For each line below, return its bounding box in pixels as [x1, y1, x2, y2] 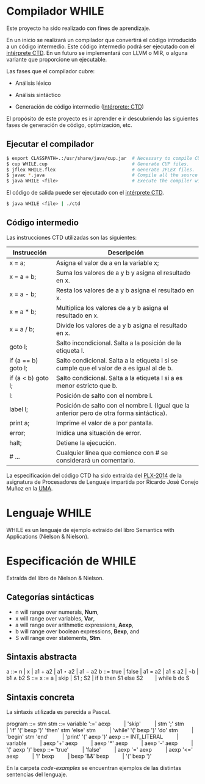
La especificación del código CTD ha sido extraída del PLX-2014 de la [6, 472, 182, 479]
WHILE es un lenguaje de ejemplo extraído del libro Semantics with [6, 526, 175, 533]
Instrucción [12, 248, 47, 257]
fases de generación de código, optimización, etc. [6, 121, 132, 129]
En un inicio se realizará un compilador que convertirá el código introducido [6, 36, 196, 43]
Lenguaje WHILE [6, 506, 92, 520]
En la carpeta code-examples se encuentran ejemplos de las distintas [6, 764, 182, 772]
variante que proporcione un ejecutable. [6, 56, 107, 63]
